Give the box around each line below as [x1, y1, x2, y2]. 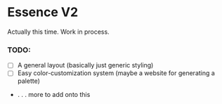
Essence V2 [7, 4, 79, 20]
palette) [17, 77, 41, 85]
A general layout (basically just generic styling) [17, 61, 154, 70]
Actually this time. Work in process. [7, 27, 110, 36]
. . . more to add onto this [17, 91, 91, 99]
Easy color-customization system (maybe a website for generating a [17, 69, 216, 77]
